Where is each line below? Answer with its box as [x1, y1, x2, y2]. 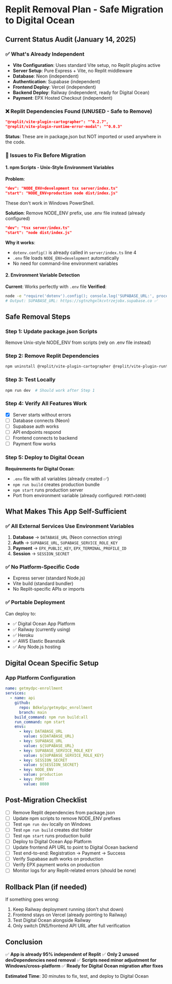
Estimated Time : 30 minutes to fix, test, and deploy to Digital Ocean [5, 973, 149, 979]
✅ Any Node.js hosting [12, 644, 61, 650]
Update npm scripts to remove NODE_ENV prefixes [12, 815, 121, 821]
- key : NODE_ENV [18, 767, 54, 772]
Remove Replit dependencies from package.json [12, 809, 115, 815]
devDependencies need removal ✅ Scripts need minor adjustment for [5, 957, 157, 963]
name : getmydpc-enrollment [5, 686, 63, 691]
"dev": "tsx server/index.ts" [5, 225, 70, 230]
